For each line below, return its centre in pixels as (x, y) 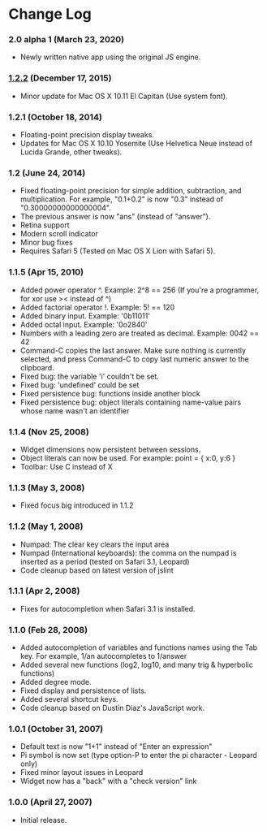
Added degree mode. (56, 682)
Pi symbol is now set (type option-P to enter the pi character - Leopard (138, 755)
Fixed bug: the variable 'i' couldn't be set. (90, 376)
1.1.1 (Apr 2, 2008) (44, 591)
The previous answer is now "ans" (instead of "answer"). (115, 217)
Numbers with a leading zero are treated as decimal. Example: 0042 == (140, 333)
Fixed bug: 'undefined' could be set (80, 385)
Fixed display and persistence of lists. (83, 690)
